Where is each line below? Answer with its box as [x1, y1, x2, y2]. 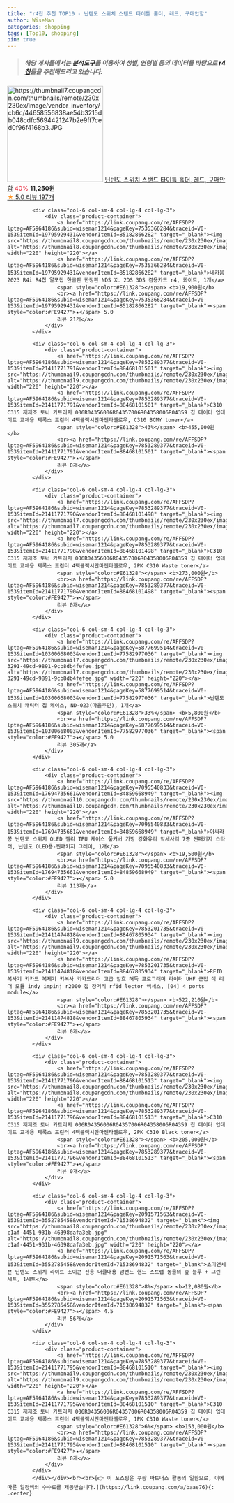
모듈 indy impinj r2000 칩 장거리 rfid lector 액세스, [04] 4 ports [15, 983, 205, 990]
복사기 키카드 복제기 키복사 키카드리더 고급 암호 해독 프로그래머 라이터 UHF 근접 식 [7, 975, 217, 982]
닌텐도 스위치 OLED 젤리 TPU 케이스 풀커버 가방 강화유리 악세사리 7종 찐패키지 [15, 836, 213, 843]
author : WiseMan [7, 17, 54, 24]
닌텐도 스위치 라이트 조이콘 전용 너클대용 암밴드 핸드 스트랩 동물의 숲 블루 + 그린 [15, 1269, 221, 1276]
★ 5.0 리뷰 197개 [7, 193, 54, 201]
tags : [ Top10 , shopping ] [7, 29, 79, 37]
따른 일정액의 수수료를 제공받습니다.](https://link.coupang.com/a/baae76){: [7, 1484, 214, 1491]
